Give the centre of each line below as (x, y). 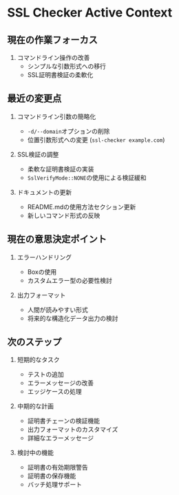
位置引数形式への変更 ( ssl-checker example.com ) (96, 140)
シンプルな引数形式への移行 (67, 66)
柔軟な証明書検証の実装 (61, 169)
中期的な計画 (35, 406)
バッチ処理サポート (55, 485)
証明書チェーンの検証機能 (63, 421)
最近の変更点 (34, 99)
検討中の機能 (35, 453)
